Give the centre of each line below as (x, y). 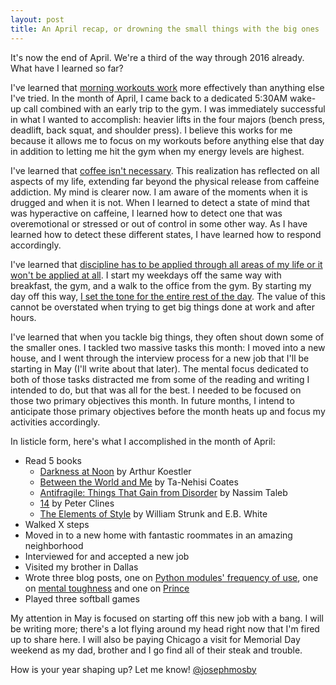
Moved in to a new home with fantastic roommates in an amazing (158, 535)
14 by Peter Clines (77, 503)
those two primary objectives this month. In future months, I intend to (152, 400)
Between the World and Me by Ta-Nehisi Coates (139, 482)
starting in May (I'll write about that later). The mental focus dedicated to (159, 368)
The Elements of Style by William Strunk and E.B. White (153, 513)
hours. (23, 317)
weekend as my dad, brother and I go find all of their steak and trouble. (156, 650)
